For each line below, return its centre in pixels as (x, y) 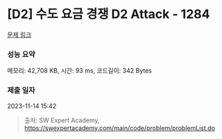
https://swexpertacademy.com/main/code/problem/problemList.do (120, 128)
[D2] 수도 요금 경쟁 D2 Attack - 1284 (109, 14)
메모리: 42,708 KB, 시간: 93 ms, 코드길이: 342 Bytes (80, 71)
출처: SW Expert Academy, (62, 120)
